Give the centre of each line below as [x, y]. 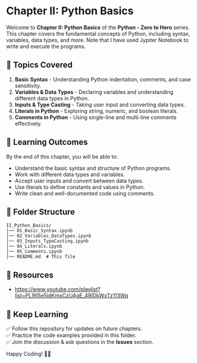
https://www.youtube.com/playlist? [58, 289]
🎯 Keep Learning [37, 314]
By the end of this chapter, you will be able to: [62, 156]
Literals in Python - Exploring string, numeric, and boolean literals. [96, 111]
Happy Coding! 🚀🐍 [29, 354]
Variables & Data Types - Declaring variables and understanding [94, 92]
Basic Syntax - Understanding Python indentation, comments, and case [103, 79]
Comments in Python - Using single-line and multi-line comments [96, 117]
